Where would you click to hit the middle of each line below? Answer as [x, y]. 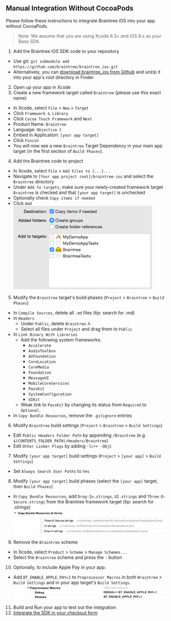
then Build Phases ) [33, 486]
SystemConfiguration [50, 394]
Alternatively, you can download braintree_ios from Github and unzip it [87, 72]
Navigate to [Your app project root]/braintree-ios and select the [83, 176]
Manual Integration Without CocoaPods [70, 8]
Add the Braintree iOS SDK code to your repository [66, 51]
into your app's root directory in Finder [54, 77]
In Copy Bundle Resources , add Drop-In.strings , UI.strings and [80, 496]
